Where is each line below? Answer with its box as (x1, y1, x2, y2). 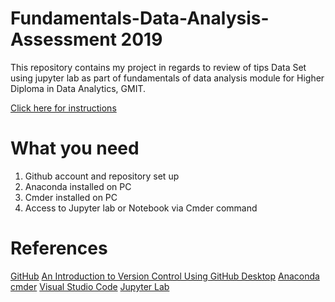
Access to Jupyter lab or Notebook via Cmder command (24, 202, 258, 214)
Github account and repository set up (24, 170, 180, 182)
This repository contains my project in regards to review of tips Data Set (10, 61, 307, 73)
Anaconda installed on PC (24, 180, 132, 192)
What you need (10, 137, 140, 160)
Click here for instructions (10, 102, 117, 114)
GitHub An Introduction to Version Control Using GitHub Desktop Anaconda (10, 270, 320, 282)
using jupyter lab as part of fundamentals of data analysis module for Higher (10, 72, 325, 84)
